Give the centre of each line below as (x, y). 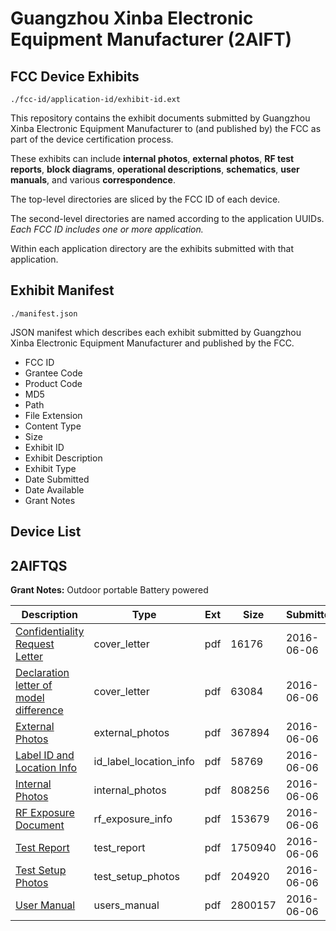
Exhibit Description (63, 458)
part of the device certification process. (92, 139)
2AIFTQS (39, 565)
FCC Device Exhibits (75, 76)
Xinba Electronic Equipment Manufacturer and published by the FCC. (152, 343)
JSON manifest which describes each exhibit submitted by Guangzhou (156, 332)
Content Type (53, 426)
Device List (46, 532)
